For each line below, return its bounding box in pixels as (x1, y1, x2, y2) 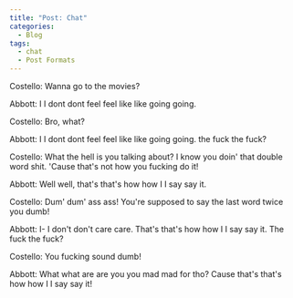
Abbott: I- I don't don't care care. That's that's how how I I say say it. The (9, 224, 285, 234)
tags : (9, 38, 30, 48)
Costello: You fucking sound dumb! (9, 252, 141, 262)
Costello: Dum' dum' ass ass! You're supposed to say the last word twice (9, 197, 284, 207)
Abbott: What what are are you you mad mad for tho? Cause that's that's (9, 269, 282, 279)
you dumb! (9, 206, 50, 217)
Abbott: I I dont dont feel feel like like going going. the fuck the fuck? (9, 134, 267, 144)
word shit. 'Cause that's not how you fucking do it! (9, 161, 199, 171)
